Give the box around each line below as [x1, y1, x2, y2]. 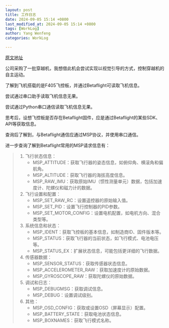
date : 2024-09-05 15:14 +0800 [5, 17, 69, 22]
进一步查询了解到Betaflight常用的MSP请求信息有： [5, 142, 110, 148]
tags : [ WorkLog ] [5, 26, 39, 31]
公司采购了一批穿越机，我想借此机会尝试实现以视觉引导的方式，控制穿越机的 [5, 65, 164, 71]
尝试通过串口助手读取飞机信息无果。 [5, 93, 81, 99]
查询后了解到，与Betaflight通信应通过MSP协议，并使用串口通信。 [5, 131, 141, 137]
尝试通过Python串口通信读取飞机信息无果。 [5, 104, 95, 110]
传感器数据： [25, 254, 52, 260]
